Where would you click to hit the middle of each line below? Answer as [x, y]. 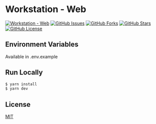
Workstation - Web [46, 9]
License [18, 104]
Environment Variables [42, 45]
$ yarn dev [17, 89]
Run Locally [24, 72]
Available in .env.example [32, 56]
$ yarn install [21, 84]
